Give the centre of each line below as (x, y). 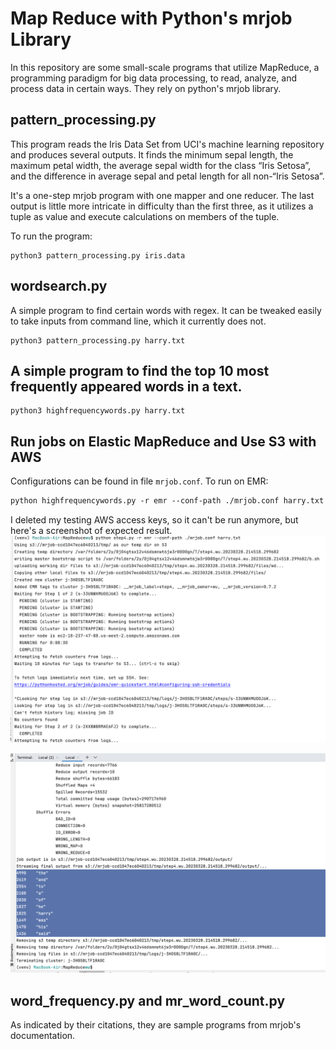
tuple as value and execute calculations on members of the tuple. (145, 216)
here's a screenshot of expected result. (91, 531)
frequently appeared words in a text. (126, 386)
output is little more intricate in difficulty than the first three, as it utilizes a (162, 206)
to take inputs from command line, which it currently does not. (138, 321)
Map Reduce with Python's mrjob (151, 18)
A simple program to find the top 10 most (140, 370)
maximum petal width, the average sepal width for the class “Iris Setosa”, (161, 165)
